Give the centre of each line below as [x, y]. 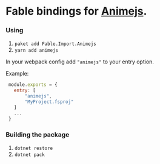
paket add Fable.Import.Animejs [55, 44]
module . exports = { [33, 85]
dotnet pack [29, 155]
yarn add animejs [36, 51]
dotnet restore [34, 148]
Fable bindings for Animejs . [76, 11]
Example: [17, 74]
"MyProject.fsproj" [49, 102]
